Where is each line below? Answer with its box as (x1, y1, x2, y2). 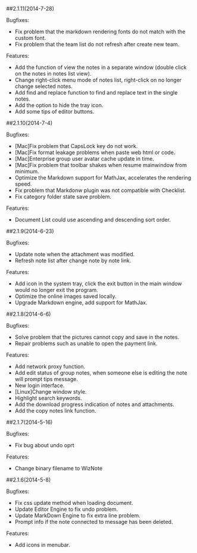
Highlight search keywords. (14, 395, 82, 401)
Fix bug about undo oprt (14, 442, 74, 448)
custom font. (14, 34, 46, 41)
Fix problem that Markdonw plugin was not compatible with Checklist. (14, 187, 186, 194)
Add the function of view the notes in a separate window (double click (14, 64, 187, 71)
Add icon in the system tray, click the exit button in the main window (14, 280, 183, 287)
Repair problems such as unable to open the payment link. (14, 340, 158, 347)
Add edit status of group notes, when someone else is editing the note (14, 369, 187, 376)
